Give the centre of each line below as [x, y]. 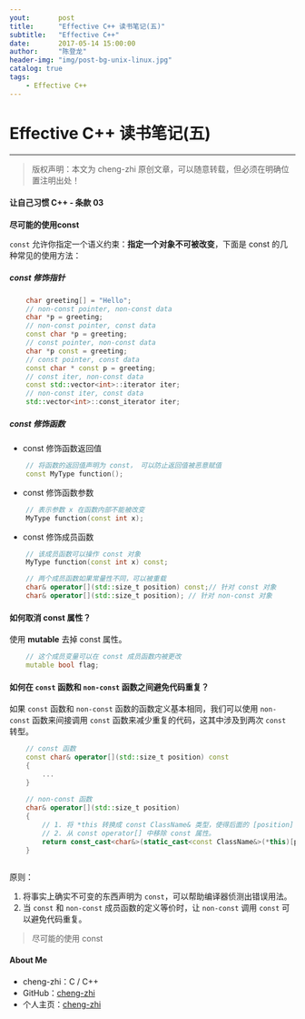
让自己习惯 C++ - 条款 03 [57, 203]
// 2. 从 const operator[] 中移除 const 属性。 [129, 833]
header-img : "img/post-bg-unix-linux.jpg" [91, 60]
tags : [20, 77]
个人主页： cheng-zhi [62, 1004]
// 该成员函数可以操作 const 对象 [84, 554]
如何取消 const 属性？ [50, 617]
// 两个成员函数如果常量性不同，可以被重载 [96, 579]
